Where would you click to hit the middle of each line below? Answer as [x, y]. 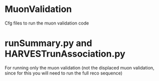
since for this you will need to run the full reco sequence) [64, 73]
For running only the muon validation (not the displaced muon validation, [79, 67]
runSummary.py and [48, 43]
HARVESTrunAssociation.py [65, 54]
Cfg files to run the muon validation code [47, 23]
